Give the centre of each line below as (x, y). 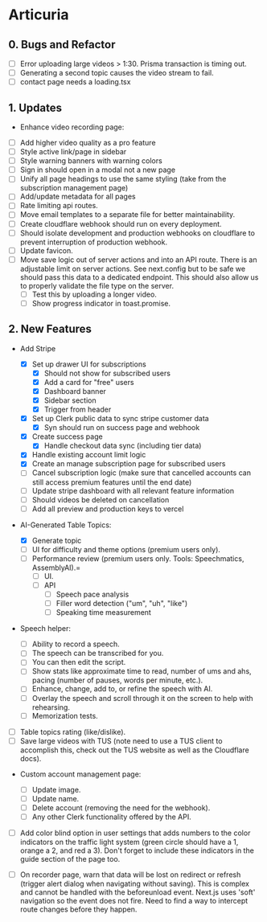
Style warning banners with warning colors (91, 161)
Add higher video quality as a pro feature (88, 143)
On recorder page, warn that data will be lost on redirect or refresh (130, 875)
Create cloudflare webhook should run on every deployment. (121, 223)
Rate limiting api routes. (59, 206)
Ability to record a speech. (76, 644)
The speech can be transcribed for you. (98, 654)
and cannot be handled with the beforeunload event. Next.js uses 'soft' (138, 892)
